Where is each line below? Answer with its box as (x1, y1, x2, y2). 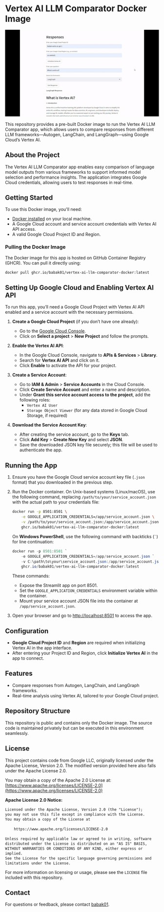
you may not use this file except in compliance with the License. (5, 812, 145, 817)
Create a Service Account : (12, 372, 67, 378)
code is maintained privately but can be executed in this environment (5, 725, 144, 731)
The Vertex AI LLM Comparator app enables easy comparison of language (5, 164, 155, 170)
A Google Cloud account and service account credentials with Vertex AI (12, 221, 157, 227)
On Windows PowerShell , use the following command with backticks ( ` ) (12, 533, 159, 539)
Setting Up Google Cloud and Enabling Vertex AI (5, 284, 154, 292)
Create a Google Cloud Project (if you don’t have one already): (12, 319, 139, 324)
